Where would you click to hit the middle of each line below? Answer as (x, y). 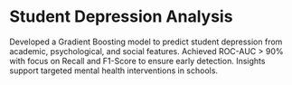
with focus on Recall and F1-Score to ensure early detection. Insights (137, 61)
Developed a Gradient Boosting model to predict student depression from (146, 42)
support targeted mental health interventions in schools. (114, 71)
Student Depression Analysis (121, 17)
